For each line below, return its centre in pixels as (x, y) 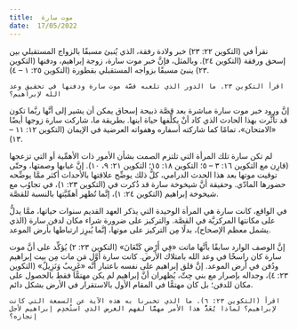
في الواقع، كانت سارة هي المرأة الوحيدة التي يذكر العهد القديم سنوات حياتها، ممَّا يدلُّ (148, 210)
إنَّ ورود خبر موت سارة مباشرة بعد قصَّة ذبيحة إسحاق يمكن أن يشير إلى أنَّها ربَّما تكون (149, 110)
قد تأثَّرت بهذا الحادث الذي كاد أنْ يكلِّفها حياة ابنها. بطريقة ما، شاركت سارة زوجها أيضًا (148, 120)
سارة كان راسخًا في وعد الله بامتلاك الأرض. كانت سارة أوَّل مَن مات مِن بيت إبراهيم (145, 256)
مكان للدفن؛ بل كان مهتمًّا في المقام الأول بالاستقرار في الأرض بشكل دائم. (131, 284)
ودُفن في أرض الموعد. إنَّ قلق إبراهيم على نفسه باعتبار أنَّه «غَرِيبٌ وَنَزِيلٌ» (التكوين (144, 265)
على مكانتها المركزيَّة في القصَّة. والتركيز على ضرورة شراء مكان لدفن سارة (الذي (142, 220)
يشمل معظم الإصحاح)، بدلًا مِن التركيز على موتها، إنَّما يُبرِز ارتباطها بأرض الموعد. (140, 229)
